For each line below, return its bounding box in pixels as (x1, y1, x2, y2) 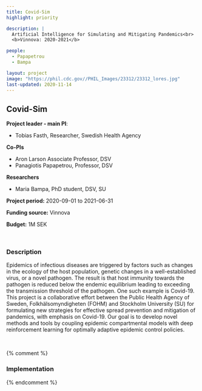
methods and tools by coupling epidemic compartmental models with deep (6, 320, 194, 327)
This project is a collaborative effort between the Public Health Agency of (6, 294, 190, 301)
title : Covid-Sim (6, 9, 50, 15)
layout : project (6, 70, 47, 76)
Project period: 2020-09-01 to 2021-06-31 (6, 197, 113, 204)
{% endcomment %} (6, 378, 58, 386)
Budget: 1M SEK (6, 221, 47, 228)
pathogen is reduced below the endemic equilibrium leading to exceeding (6, 281, 190, 288)
